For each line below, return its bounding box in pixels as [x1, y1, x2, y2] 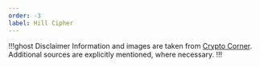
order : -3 [8, 11, 42, 20]
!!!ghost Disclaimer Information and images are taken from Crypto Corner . [8, 41, 253, 50]
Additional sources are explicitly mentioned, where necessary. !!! [8, 49, 223, 59]
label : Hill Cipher [8, 19, 74, 27]
